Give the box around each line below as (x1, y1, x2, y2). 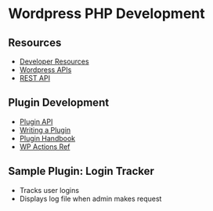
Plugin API (19, 117, 53, 126)
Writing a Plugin (19, 125, 71, 134)
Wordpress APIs (19, 65, 72, 75)
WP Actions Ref (19, 142, 70, 151)
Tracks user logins (19, 185, 80, 195)
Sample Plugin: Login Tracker (8, 165, 155, 178)
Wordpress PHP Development (8, 5, 205, 23)
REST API (19, 74, 51, 82)
